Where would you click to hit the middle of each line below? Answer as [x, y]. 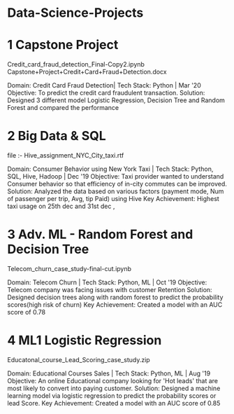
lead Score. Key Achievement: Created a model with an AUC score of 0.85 [114, 403]
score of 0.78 [27, 312]
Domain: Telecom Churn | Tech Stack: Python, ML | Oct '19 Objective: [107, 282]
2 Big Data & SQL [57, 136]
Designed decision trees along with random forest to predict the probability [115, 297]
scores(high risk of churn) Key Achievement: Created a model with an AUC [115, 305]
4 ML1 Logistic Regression [85, 340]
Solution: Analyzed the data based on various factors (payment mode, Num [116, 191]
